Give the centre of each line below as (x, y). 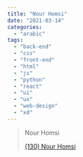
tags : (15, 40)
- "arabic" (30, 34)
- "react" (28, 86)
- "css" (25, 54)
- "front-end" (34, 60)
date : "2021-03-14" (36, 21)
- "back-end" (33, 47)
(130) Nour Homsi (50, 146)
